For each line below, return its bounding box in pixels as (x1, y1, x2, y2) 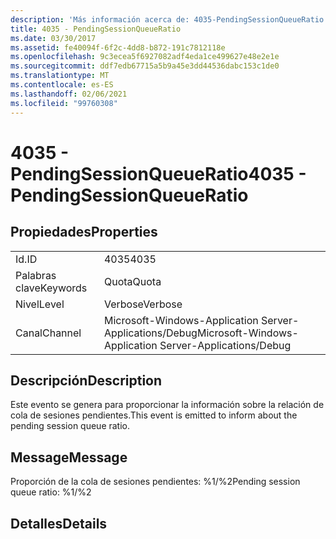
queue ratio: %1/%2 (10, 486, 92, 498)
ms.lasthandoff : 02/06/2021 (10, 89, 128, 99)
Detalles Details (10, 515, 108, 532)
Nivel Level (15, 297, 65, 311)
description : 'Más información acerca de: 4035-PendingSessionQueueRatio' (10, 14, 329, 25)
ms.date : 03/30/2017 (10, 33, 97, 43)
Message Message (10, 449, 128, 466)
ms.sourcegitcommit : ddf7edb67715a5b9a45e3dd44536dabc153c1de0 (10, 61, 280, 71)
